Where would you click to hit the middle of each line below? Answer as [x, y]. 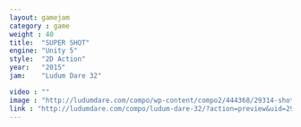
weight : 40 [31, 34]
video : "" [30, 92]
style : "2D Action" [48, 59]
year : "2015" [38, 68]
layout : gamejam [39, 17]
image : [24, 100]
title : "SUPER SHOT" [50, 42]
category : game [39, 26]
